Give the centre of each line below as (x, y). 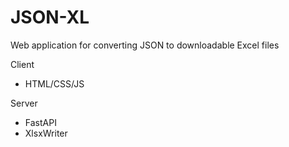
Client (22, 64)
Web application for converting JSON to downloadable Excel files (145, 45)
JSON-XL (50, 17)
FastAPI (40, 122)
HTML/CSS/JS (54, 83)
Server (24, 103)
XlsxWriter (46, 133)
